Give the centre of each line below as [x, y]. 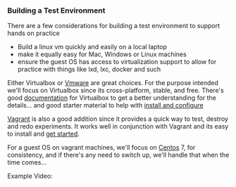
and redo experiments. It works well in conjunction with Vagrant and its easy [118, 127]
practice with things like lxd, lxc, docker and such [89, 70]
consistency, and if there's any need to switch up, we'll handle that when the [118, 155]
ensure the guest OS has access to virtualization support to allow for [117, 62]
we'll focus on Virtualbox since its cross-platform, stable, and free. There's [116, 91]
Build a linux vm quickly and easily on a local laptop [92, 47]
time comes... [27, 162]
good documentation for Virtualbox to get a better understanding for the [112, 98]
